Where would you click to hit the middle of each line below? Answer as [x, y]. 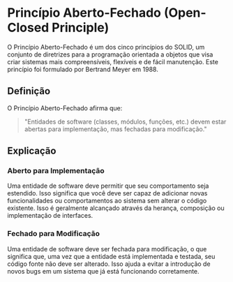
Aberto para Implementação [56, 171]
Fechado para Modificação [53, 234]
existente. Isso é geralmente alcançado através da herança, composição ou [116, 208]
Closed [28, 28]
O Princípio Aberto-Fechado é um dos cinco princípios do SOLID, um [106, 47]
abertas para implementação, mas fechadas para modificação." [115, 129]
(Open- [185, 13]
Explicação [32, 151]
